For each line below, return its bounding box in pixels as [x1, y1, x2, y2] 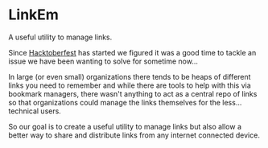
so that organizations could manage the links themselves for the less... [8, 97, 242, 107]
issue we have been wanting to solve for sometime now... [8, 56, 199, 66]
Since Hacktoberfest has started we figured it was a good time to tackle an [8, 47, 257, 57]
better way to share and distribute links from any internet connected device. [8, 130, 260, 140]
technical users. [8, 106, 62, 116]
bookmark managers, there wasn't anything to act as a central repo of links [8, 88, 258, 98]
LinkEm [8, 6, 59, 24]
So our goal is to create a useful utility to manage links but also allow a [8, 121, 242, 131]
